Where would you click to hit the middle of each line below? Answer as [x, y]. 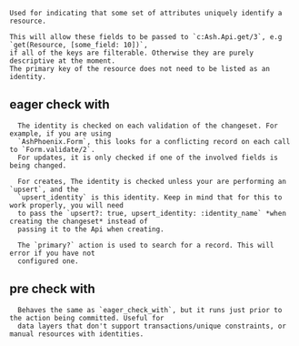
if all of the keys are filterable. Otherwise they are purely [132, 53]
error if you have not [52, 253]
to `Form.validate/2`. [52, 149]
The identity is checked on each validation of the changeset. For [148, 126]
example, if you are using [60, 133]
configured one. [48, 261]
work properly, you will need [67, 205]
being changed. [38, 165]
